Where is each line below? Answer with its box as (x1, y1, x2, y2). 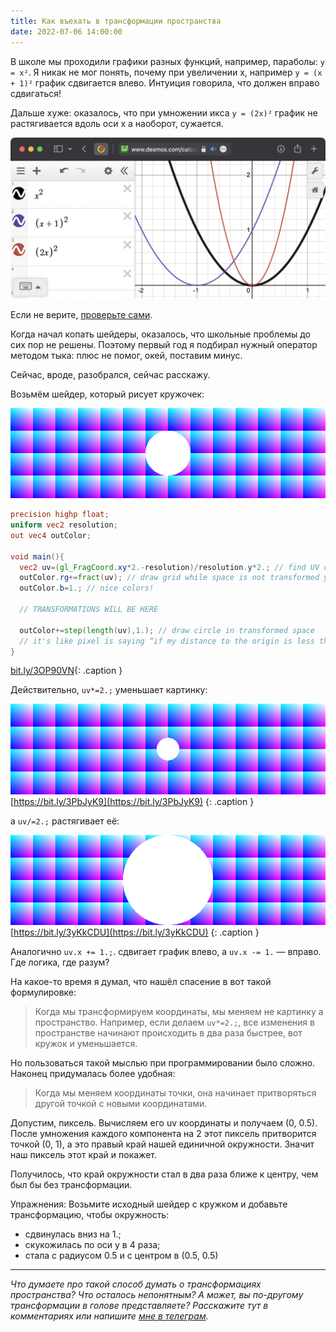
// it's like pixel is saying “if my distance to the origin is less (19, 636, 315, 646)
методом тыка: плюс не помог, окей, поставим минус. (10, 349, 243, 361)
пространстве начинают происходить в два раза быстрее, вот (34, 1027, 303, 1039)
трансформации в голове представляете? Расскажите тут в (10, 1300, 269, 1312)
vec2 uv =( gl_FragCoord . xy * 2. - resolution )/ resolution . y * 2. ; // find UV (19, 562, 320, 572)
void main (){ (10, 551, 65, 562)
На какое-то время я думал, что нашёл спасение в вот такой (10, 976, 272, 988)
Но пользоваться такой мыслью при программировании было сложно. (10, 1057, 316, 1069)
